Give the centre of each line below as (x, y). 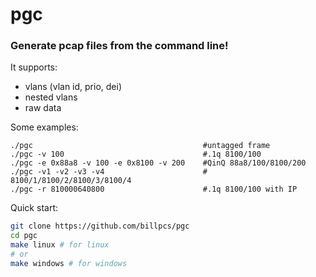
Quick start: (34, 208)
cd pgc (24, 236)
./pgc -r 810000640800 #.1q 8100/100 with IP (154, 189)
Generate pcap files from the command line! (119, 46)
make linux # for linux (60, 245)
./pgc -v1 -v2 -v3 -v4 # (109, 172)
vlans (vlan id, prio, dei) (73, 87)
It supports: (34, 67)
